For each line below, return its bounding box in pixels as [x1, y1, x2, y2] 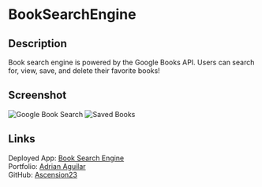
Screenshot [8, 89, 67, 102]
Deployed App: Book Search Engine [8, 153, 125, 163]
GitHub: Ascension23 [8, 170, 77, 179]
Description [8, 37, 67, 50]
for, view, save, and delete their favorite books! [8, 66, 160, 75]
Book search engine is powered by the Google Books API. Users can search [8, 57, 255, 67]
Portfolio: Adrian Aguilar [8, 161, 86, 170]
